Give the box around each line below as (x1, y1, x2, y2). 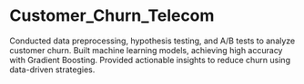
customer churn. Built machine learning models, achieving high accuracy (9, 44, 283, 55)
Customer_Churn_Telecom (9, 5, 215, 26)
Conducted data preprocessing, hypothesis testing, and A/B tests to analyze (9, 35, 296, 46)
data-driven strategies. (9, 64, 96, 75)
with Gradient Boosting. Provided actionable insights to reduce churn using (9, 54, 291, 65)
